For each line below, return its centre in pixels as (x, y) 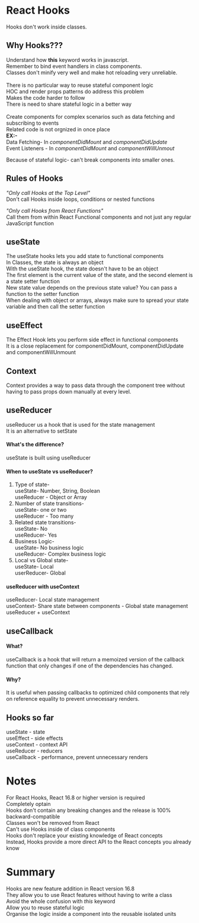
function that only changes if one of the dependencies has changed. (90, 666)
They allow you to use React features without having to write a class (89, 894)
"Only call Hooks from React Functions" (55, 210)
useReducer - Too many (44, 516)
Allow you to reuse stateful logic (45, 908)
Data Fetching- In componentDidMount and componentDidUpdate (87, 142)
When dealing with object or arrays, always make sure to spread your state (97, 300)
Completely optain (29, 804)
